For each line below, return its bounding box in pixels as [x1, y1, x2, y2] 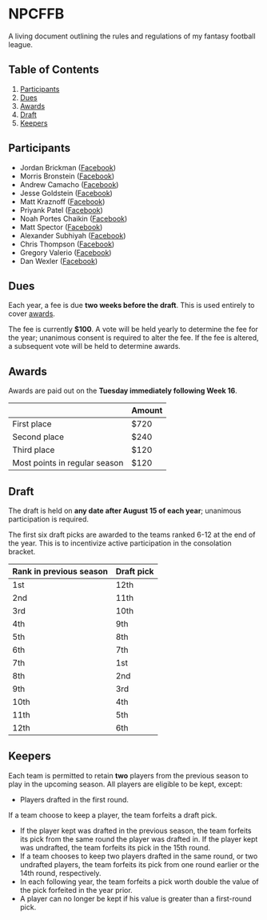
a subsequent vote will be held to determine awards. [8, 342, 181, 351]
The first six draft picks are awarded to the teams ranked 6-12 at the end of [8, 530, 256, 539]
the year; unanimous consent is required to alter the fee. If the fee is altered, [8, 333, 259, 342]
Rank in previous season [12, 566, 108, 577]
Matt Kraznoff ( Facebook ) [19, 197, 106, 206]
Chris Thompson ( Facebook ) [19, 239, 115, 249]
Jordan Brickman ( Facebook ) [19, 162, 117, 172]
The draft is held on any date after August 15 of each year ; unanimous [8, 506, 241, 515]
